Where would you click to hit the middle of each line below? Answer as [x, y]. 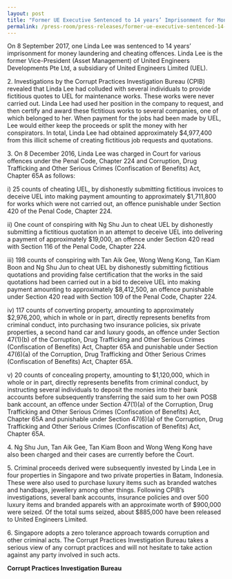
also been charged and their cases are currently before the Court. [101, 454]
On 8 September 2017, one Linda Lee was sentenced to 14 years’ [99, 46]
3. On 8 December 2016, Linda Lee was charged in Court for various [104, 154]
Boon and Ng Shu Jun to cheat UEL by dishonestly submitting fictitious [108, 268]
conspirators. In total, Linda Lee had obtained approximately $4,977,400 [110, 133]
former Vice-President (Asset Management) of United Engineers [98, 61]
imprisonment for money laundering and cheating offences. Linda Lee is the [115, 53]
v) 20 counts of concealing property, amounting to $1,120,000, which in [108, 375]
